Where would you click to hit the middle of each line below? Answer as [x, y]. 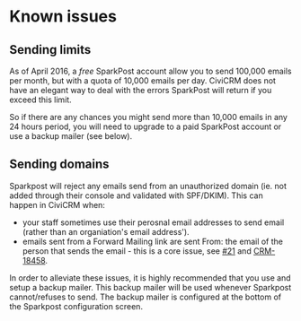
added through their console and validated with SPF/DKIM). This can [136, 195]
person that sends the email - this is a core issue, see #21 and [137, 251]
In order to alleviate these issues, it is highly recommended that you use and [150, 278]
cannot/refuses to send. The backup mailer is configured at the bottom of [145, 297]
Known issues [63, 17]
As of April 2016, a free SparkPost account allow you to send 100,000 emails [150, 71]
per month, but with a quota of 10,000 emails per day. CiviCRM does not [143, 81]
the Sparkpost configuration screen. [76, 306]
